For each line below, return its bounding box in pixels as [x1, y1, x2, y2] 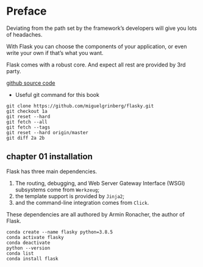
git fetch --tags [6, 124, 51, 130]
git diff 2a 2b [6, 135, 45, 141]
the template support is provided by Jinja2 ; [15, 192, 125, 199]
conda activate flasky [6, 234, 64, 240]
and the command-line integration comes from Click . [15, 199, 149, 206]
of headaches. [6, 30, 43, 38]
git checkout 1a [6, 108, 48, 114]
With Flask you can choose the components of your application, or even [6, 43, 187, 50]
